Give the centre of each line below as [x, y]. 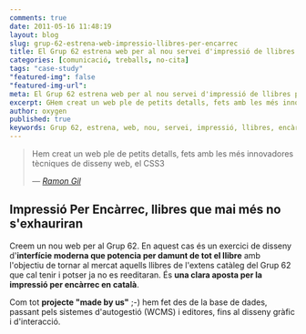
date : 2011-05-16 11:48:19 [61, 26]
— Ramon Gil [56, 181]
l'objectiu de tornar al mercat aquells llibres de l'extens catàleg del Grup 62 [150, 265]
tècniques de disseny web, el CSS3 [98, 163]
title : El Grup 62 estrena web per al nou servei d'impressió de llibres [153, 52]
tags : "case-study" [46, 69]
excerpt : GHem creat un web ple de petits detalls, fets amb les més [144, 102]
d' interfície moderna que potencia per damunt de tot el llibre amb [135, 255]
